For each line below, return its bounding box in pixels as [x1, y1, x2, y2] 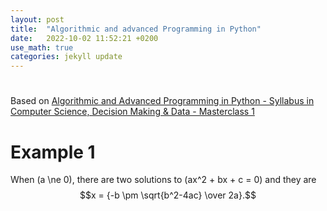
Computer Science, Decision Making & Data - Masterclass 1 [10, 106, 255, 118]
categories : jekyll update [10, 52, 123, 62]
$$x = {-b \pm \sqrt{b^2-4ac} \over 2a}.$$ [79, 189, 257, 201]
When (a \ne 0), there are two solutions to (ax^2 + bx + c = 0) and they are [10, 174, 317, 186]
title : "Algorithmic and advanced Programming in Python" [10, 24, 262, 34]
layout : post [10, 14, 65, 25]
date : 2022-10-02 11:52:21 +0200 [10, 33, 159, 43]
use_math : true [10, 42, 74, 53]
